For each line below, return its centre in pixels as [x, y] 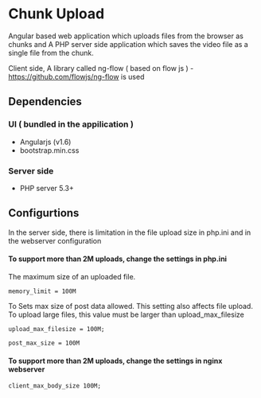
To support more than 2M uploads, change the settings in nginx [115, 361]
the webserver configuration [55, 240]
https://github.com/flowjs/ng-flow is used [76, 76]
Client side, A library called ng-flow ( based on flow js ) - [101, 68]
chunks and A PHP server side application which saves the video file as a [128, 44]
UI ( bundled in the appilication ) [71, 124]
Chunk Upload [56, 14]
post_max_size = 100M [44, 343]
